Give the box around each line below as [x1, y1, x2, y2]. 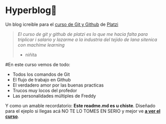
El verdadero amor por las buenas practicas [12, 82, 104, 88]
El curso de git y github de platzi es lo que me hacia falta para [17, 31, 148, 37]
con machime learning [17, 42, 65, 48]
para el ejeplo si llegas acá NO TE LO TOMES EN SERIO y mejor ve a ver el [5, 108, 161, 114]
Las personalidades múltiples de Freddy [12, 93, 96, 99]
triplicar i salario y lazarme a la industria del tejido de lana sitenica [17, 36, 157, 43]
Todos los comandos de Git [12, 71, 70, 77]
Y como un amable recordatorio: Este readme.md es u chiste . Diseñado [5, 102, 156, 108]
